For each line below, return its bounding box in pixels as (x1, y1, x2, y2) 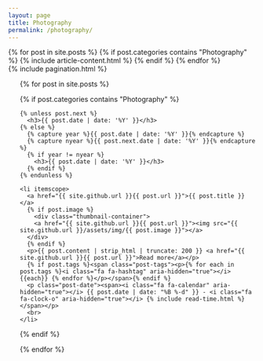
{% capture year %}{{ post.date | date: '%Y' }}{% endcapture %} (27, 130, 245, 138)
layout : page (8, 11, 51, 20)
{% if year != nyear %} (27, 151, 104, 159)
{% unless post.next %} (19, 110, 98, 118)
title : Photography (8, 19, 72, 27)
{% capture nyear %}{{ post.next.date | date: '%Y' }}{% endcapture (27, 137, 256, 145)
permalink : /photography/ (8, 26, 93, 34)
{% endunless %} (19, 172, 73, 180)
